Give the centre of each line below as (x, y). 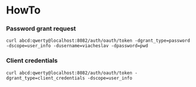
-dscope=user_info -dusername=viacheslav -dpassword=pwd (77, 46)
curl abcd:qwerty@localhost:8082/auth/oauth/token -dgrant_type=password (98, 41)
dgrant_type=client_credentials (45, 78)
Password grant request (41, 29)
